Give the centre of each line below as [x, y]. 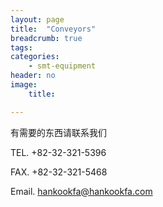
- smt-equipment [62, 66]
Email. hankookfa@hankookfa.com [81, 191]
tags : [21, 47]
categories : [35, 57]
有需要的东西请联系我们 [58, 132]
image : [24, 85]
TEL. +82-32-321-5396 [58, 152]
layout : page [37, 19]
